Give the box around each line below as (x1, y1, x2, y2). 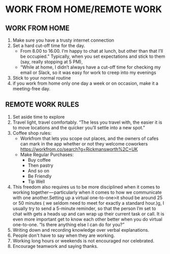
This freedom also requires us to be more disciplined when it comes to (12, 184, 160, 190)
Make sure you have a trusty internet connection (12, 37, 114, 43)
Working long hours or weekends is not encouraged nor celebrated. (12, 237, 155, 244)
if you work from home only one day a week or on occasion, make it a (12, 80, 159, 86)
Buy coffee (27, 157, 51, 163)
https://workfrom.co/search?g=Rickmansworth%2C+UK (20, 146, 138, 152)
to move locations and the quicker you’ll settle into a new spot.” (12, 124, 146, 130)
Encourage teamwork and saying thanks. (12, 243, 98, 249)
